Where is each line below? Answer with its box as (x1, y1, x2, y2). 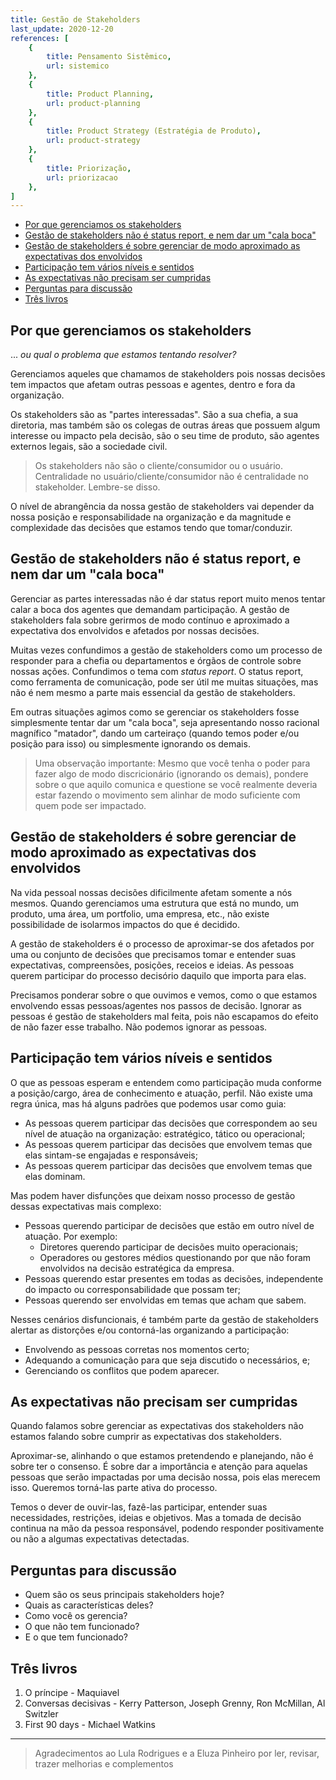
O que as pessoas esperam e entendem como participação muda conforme (10, 1076, 322, 1088)
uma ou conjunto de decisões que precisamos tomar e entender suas (10, 948, 297, 960)
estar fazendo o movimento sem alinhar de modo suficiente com (34, 789, 301, 801)
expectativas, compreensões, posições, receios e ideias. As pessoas (10, 959, 295, 971)
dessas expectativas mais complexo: (10, 1200, 162, 1212)
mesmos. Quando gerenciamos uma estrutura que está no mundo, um (10, 897, 300, 909)
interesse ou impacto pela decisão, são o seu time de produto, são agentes (10, 430, 320, 442)
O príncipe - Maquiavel (24, 1686, 120, 1698)
